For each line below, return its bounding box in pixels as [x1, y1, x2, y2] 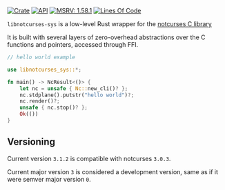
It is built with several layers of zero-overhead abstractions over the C [7, 33, 206, 41]
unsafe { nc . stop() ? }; [19, 104, 88, 112]
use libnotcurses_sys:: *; [7, 66, 81, 73]
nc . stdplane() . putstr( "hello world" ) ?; [19, 92, 135, 98]
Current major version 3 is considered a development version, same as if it [7, 167, 219, 176]
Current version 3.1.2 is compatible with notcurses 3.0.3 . [7, 154, 171, 162]
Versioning [7, 136, 55, 148]
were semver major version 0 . [7, 175, 91, 183]
